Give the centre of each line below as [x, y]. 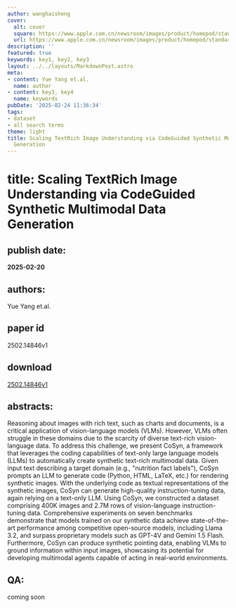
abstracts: [31, 406]
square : [25, 33]
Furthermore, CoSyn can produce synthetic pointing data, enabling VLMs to [117, 543]
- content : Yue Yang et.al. [48, 79]
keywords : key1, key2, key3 [48, 60]
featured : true [29, 53]
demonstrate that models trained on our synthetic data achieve [98, 521]
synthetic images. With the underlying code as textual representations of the [118, 483]
